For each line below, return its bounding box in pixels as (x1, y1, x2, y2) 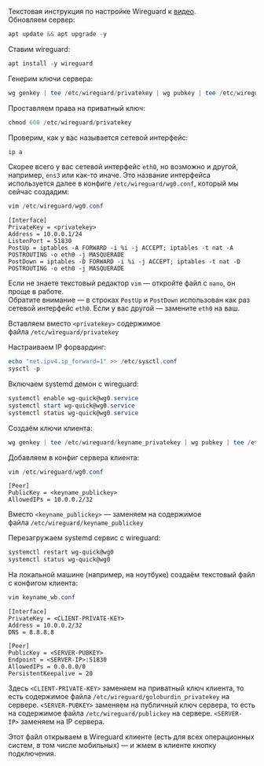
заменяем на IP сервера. (20, 717, 105, 726)
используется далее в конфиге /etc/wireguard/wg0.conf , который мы (8, 179, 239, 188)
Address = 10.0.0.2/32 (8, 621, 82, 629)
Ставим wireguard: (8, 44, 71, 53)
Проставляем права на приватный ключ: (8, 103, 145, 112)
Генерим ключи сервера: (8, 74, 93, 83)
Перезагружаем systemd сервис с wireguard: (8, 533, 161, 543)
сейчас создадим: (8, 187, 69, 197)
